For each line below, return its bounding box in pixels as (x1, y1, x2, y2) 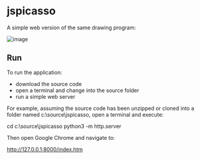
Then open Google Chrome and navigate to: (7, 134, 116, 141)
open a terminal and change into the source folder (15, 87, 140, 94)
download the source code (15, 80, 82, 87)
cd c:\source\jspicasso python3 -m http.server (7, 123, 122, 130)
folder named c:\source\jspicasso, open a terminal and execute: (7, 111, 164, 118)
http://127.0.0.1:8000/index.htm (7, 145, 83, 153)
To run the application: (7, 69, 62, 76)
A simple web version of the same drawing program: (7, 24, 137, 31)
